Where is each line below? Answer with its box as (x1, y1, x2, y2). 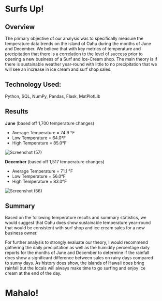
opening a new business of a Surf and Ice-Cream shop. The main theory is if (5, 56, 158, 62)
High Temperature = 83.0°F (12, 178, 67, 184)
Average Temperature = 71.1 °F (12, 168, 74, 174)
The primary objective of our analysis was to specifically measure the (5, 35, 144, 41)
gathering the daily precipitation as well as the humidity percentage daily (5, 245, 150, 251)
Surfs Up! (5, 3, 44, 15)
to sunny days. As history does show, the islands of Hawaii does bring (5, 260, 145, 266)
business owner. (5, 230, 38, 236)
